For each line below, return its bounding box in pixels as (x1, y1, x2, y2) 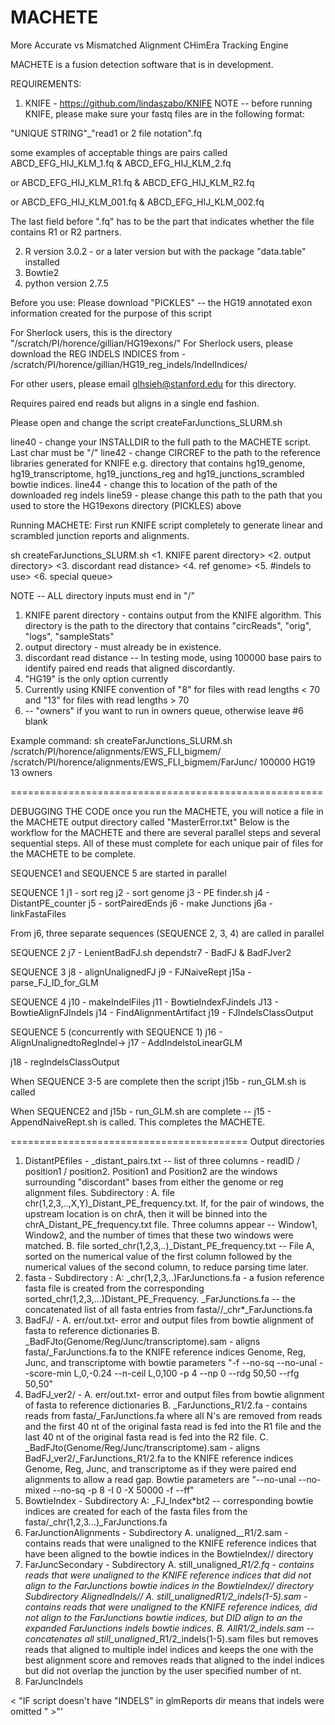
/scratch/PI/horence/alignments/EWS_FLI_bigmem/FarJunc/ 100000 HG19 (10, 756, 316, 768)
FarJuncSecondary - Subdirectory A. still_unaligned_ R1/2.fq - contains (24, 1558, 315, 1570)
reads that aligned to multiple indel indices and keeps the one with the (24, 1643, 314, 1655)
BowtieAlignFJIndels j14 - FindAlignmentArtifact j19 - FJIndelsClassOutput (10, 1006, 314, 1018)
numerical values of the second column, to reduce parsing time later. (24, 1261, 309, 1273)
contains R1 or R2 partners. (10, 226, 122, 238)
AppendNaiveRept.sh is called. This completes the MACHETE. (10, 1116, 266, 1128)
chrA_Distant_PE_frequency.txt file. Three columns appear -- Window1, (24, 1218, 318, 1230)
